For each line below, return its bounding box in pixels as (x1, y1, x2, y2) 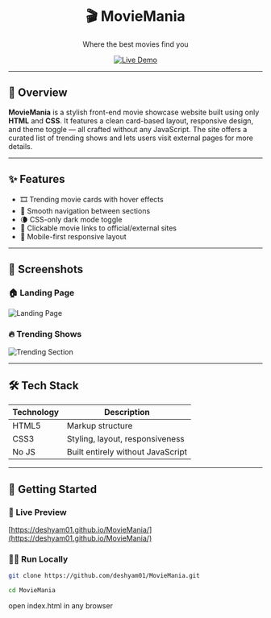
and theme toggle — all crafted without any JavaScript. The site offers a (8, 124, 248, 134)
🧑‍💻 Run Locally (8, 554, 69, 565)
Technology (12, 407, 59, 418)
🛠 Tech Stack (8, 379, 79, 392)
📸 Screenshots (8, 262, 84, 276)
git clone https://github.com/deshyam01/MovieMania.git (8, 572, 200, 580)
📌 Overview (8, 86, 68, 100)
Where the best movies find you (82, 39, 189, 49)
